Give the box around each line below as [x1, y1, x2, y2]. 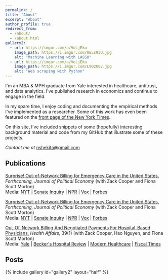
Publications [5, 159, 46, 168]
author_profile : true [5, 21, 51, 27]
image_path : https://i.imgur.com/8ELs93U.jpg [14, 50, 112, 55]
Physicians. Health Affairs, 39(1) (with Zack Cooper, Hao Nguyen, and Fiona [5, 230, 163, 236]
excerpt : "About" [5, 17, 42, 22]
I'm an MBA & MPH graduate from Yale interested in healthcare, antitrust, [5, 83, 158, 89]
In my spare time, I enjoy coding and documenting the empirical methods [5, 103, 158, 109]
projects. [5, 135, 24, 141]
